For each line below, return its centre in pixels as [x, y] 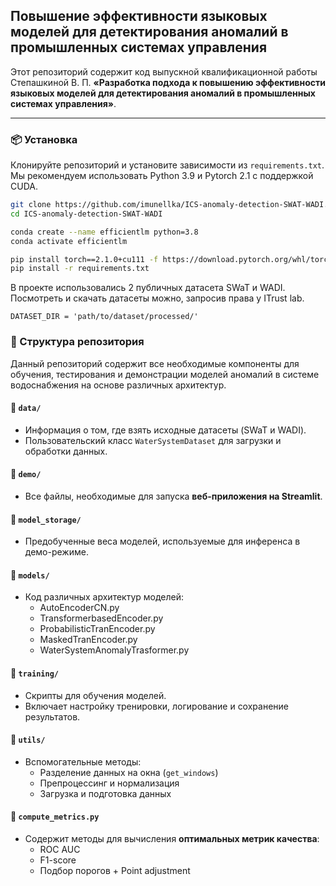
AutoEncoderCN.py [79, 608]
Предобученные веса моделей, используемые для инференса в [162, 541]
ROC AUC [60, 850]
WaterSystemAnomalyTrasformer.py [114, 650]
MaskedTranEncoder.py [88, 640]
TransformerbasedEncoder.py [101, 618]
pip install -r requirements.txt [80, 269]
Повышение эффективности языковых [139, 16]
